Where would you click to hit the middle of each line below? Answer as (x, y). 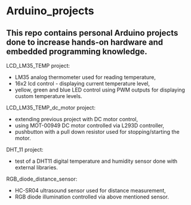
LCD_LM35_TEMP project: (38, 66)
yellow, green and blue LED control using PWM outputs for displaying (100, 90)
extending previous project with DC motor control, (76, 119)
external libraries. (36, 167)
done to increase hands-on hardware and (84, 42)
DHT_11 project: (25, 149)
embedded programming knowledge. (77, 51)
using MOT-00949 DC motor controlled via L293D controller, (90, 125)
